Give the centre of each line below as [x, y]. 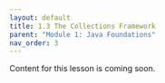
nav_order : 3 [34, 43]
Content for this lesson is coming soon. [82, 69]
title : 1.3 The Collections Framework [82, 26]
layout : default [40, 18]
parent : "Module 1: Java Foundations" [82, 34]
